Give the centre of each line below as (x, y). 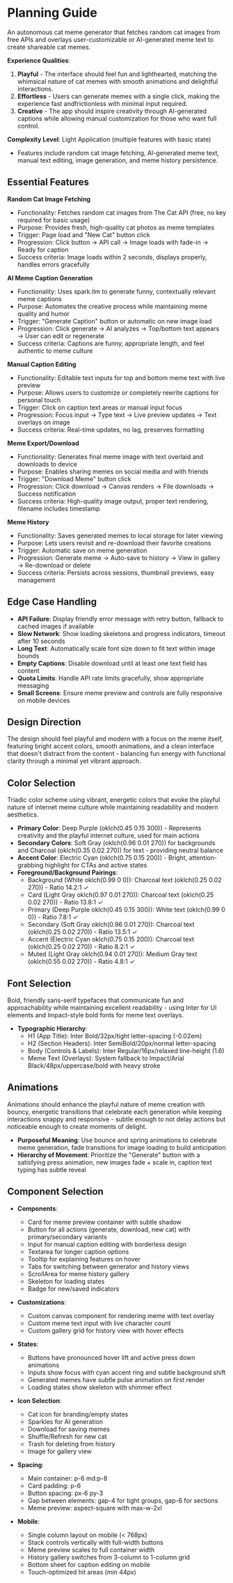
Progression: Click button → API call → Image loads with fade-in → (113, 242)
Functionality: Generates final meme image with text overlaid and (110, 456)
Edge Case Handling (52, 602)
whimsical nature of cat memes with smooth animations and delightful (118, 81)
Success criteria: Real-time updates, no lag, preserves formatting (111, 430)
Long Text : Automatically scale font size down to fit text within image (116, 648)
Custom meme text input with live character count (99, 1323)
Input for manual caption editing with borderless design (107, 1244)
